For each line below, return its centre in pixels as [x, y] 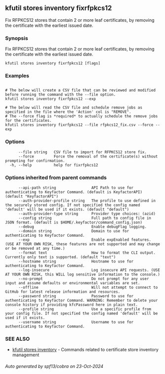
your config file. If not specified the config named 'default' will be [82, 314]
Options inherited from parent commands [56, 177]
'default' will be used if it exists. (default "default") [67, 210]
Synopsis [17, 38]
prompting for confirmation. [35, 160]
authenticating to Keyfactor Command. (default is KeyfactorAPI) [74, 192]
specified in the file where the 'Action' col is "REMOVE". [68, 112]
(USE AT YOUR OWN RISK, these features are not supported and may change [83, 244]
